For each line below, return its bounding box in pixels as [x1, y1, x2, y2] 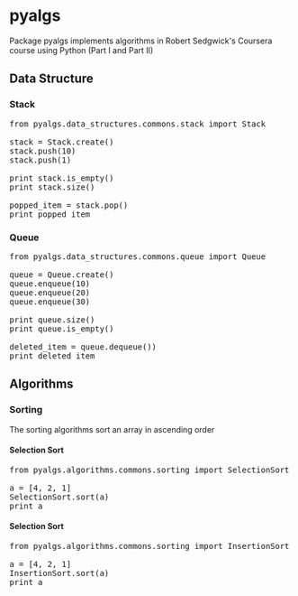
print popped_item [9, 209, 91, 219]
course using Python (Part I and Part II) [9, 44, 154, 55]
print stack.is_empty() [9, 172, 114, 183]
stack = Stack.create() [9, 136, 114, 147]
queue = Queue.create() [9, 269, 114, 280]
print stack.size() [9, 182, 95, 192]
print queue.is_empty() [9, 323, 114, 334]
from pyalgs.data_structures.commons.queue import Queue [9, 251, 266, 262]
